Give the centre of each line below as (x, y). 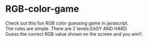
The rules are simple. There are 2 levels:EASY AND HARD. (67, 28)
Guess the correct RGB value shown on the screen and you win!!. (74, 34)
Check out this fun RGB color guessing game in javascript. (67, 23)
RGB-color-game (42, 9)
